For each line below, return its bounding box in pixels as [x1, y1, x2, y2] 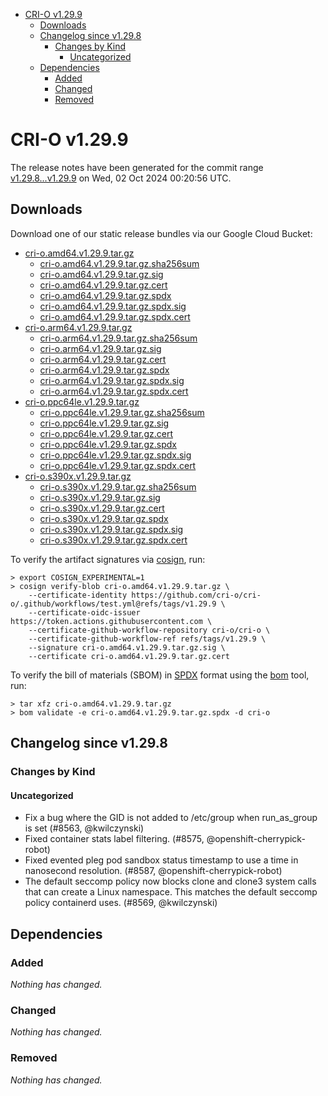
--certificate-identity [28, 590, 128, 600]
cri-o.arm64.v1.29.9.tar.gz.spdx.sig [39, 374, 185, 386]
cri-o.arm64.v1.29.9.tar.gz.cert [39, 353, 167, 365]
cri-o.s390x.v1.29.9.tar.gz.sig [39, 491, 161, 503]
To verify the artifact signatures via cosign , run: [10, 553, 206, 565]
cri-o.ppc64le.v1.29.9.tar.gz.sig [39, 417, 170, 429]
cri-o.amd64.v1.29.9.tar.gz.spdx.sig [39, 300, 187, 312]
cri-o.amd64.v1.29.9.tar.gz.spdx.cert [39, 310, 191, 323]
